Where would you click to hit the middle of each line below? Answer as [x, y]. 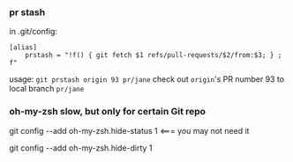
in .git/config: [34, 32]
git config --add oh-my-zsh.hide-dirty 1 [81, 148]
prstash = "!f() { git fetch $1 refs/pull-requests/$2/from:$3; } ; [154, 55]
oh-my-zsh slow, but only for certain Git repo [107, 112]
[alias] [23, 48]
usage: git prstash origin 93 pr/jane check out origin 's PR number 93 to [147, 79]
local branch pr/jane [47, 89]
